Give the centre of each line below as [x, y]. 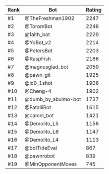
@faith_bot [37, 34]
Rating [94, 10]
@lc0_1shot [39, 83]
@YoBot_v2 [38, 43]
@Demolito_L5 [42, 123]
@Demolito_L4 [42, 140]
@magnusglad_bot [46, 67]
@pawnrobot [40, 156]
